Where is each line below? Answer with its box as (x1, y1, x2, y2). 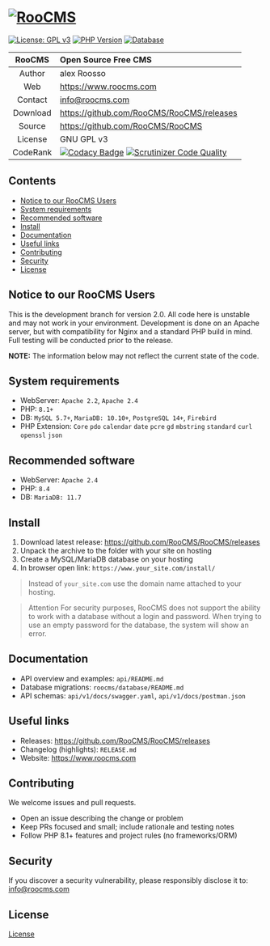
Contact (17, 94, 48, 105)
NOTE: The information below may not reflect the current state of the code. (8, 350, 259, 360)
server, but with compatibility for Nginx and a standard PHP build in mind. (8, 326, 253, 336)
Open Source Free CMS (59, 53, 152, 65)
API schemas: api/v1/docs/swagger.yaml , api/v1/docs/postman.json (19, 690, 247, 700)
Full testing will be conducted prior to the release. (8, 335, 174, 345)
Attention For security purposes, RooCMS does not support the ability (27, 603, 261, 613)
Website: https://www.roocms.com (19, 753, 137, 762)
